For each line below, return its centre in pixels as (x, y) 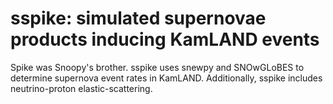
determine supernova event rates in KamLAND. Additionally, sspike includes (166, 78)
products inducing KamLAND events (165, 39)
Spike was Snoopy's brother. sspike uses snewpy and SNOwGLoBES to (157, 67)
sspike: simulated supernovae (138, 18)
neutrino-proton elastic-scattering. (81, 88)
